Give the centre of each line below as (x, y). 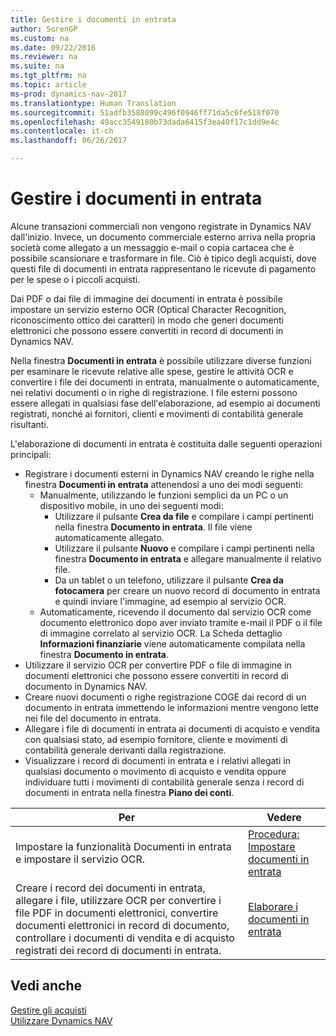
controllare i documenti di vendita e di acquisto (125, 938)
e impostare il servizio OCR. (80, 859)
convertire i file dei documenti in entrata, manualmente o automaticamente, (165, 382)
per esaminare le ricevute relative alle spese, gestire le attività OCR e (152, 371)
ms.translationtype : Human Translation (93, 103)
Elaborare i (273, 906)
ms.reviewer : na (44, 57)
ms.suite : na (37, 66)
